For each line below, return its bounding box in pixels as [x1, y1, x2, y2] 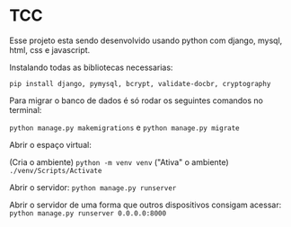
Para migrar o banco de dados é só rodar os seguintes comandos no [9, 95, 263, 106]
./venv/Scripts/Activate [9, 166, 102, 175]
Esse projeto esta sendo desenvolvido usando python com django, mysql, [9, 35, 283, 46]
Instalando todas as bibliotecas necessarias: [9, 62, 173, 73]
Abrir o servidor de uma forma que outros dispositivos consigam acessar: [9, 199, 282, 210]
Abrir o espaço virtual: [9, 139, 92, 150]
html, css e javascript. [9, 44, 91, 55]
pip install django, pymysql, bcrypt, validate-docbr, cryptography [9, 79, 271, 88]
